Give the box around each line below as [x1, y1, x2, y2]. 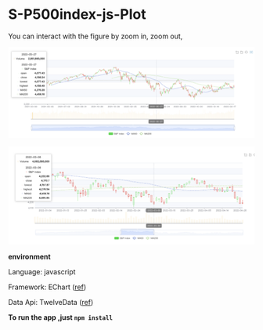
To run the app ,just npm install [8, 313, 113, 322]
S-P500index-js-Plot [8, 5, 146, 24]
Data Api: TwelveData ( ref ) [8, 298, 94, 307]
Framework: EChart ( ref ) [8, 282, 87, 292]
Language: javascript [8, 267, 76, 277]
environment [8, 252, 51, 262]
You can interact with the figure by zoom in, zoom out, [8, 31, 183, 41]
